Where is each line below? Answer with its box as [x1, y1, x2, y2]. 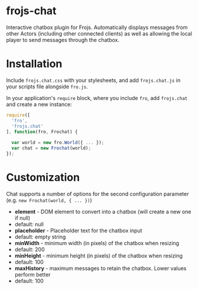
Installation [6, 57, 63, 70]
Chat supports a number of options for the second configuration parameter [6, 190, 189, 197]
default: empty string [14, 233, 66, 240]
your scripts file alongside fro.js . [6, 83, 89, 90]
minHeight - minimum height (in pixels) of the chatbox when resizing [14, 252, 183, 259]
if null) [14, 214, 31, 221]
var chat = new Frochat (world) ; [11, 145, 92, 152]
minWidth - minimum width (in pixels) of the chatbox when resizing [14, 239, 179, 246]
